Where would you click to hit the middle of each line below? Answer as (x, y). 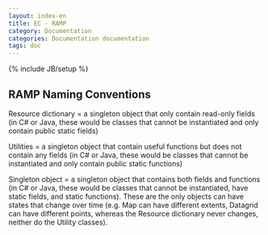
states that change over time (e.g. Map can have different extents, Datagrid (133, 205)
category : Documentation (50, 31)
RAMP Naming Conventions (80, 94)
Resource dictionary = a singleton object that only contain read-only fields (132, 113)
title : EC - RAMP (38, 23)
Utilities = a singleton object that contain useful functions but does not (125, 146)
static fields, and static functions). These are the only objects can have (126, 196)
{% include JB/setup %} (48, 69)
